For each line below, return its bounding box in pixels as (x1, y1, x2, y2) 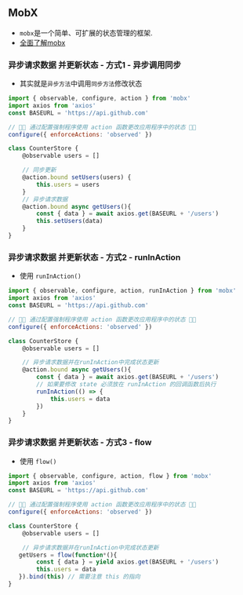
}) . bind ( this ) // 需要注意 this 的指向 (18, 573, 141, 581)
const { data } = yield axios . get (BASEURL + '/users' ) (36, 558, 219, 566)
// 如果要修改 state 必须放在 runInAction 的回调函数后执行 (36, 381, 217, 389)
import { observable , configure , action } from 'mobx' (8, 94, 191, 103)
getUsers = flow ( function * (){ (18, 551, 118, 559)
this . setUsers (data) (36, 217, 103, 225)
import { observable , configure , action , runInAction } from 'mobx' (8, 287, 237, 295)
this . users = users (36, 181, 100, 188)
